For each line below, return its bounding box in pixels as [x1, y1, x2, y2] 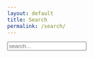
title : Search [7, 16, 48, 23]
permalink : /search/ [7, 23, 67, 29]
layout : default [7, 10, 54, 17]
